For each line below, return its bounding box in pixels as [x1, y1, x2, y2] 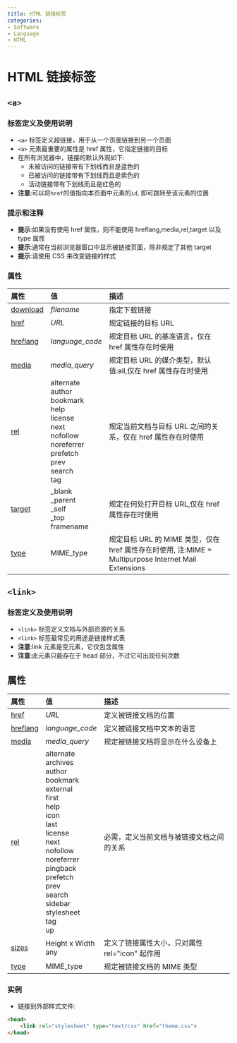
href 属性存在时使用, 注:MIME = [109, 545, 212, 555]
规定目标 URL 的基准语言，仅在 [109, 331, 212, 341]
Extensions [109, 562, 146, 572]
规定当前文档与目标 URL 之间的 [109, 421, 212, 431]
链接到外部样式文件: [17, 1002, 75, 1011]
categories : [7, 17, 42, 24]
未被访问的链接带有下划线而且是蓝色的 [28, 162, 140, 170]
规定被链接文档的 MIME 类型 [103, 962, 197, 972]
